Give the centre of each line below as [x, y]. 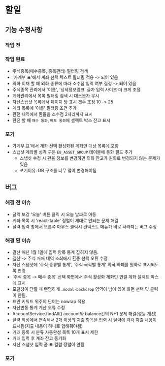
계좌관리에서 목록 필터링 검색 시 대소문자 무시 [56, 95]
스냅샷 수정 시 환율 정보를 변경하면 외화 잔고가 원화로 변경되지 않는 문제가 [90, 158]
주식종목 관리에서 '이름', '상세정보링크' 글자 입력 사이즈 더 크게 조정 [76, 90]
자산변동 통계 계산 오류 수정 [39, 307]
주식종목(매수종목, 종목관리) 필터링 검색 [50, 71]
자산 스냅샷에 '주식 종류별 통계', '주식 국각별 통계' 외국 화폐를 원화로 [77, 265]
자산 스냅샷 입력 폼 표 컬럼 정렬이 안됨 [48, 344]
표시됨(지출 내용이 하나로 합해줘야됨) [47, 326]
